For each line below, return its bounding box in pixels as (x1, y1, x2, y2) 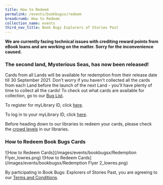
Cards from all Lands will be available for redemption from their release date (5, 72, 158, 78)
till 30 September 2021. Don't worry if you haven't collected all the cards (5, 77, 150, 83)
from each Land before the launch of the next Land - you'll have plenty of (5, 82, 152, 88)
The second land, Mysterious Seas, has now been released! (5, 61, 149, 68)
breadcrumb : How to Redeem (5, 16, 60, 21)
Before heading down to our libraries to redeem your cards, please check (5, 121, 152, 127)
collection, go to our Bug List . (5, 93, 64, 99)
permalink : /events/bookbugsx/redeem (5, 12, 82, 17)
